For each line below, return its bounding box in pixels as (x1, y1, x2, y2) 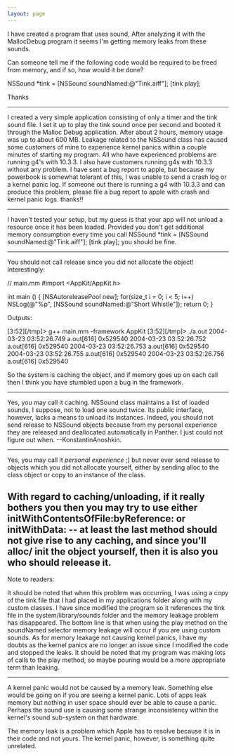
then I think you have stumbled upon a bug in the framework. (7, 378, 184, 386)
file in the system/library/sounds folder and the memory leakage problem (7, 611, 219, 620)
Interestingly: (7, 265, 46, 274)
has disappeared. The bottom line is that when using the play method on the (7, 618, 228, 627)
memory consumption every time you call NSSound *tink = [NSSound (7, 230, 209, 239)
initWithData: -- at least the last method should (7, 524, 218, 536)
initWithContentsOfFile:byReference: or (7, 513, 186, 525)
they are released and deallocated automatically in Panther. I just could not (7, 427, 223, 436)
